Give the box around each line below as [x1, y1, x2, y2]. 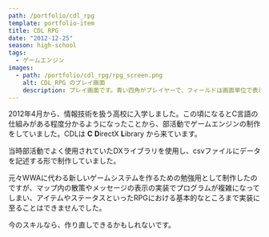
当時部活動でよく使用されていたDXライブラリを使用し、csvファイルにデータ [8, 146, 262, 156]
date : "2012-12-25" [8, 34, 74, 42]
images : [8, 64, 34, 72]
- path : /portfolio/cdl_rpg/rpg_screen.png [15, 71, 163, 79]
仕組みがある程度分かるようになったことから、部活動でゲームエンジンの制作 [8, 119, 261, 129]
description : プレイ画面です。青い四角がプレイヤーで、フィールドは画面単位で [22, 86, 253, 94]
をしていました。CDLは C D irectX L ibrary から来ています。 [8, 129, 202, 139]
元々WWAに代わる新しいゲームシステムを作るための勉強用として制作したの [8, 173, 258, 183]
